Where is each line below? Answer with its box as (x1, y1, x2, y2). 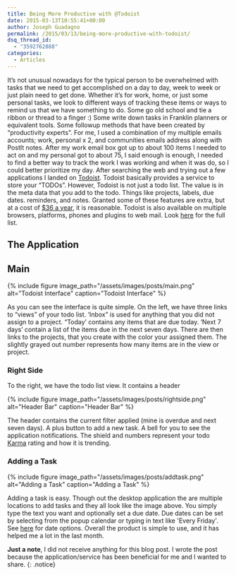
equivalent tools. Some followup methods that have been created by (7, 121, 206, 129)
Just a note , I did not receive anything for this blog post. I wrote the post (7, 545, 218, 553)
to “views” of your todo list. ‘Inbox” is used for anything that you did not (7, 310, 215, 319)
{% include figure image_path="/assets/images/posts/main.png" (7, 281, 195, 290)
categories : (7, 50, 42, 57)
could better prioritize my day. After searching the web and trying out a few (7, 165, 226, 174)
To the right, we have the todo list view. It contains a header (7, 381, 181, 390)
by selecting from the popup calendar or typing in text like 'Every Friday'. (7, 516, 218, 525)
